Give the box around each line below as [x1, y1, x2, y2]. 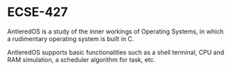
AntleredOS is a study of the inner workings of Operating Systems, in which [7, 27, 224, 35]
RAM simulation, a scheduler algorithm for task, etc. [7, 55, 156, 63]
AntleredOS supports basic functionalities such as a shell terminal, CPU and [7, 48, 225, 56]
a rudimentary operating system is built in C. [7, 34, 134, 42]
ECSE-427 [7, 4, 68, 20]
